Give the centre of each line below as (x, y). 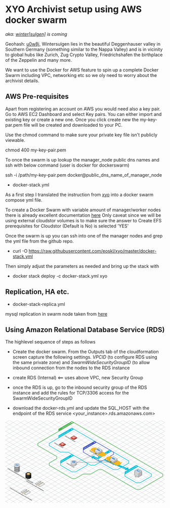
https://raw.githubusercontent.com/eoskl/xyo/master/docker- (93, 251)
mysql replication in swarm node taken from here (56, 314)
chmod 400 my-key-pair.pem (36, 150)
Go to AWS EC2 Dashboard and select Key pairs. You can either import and (83, 114)
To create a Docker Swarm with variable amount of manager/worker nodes (83, 210)
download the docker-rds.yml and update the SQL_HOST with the (81, 408)
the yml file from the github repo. (40, 241)
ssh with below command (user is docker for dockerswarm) (68, 165)
